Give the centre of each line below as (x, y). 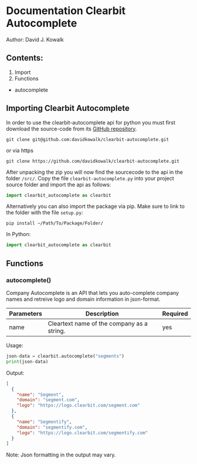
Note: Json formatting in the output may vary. (61, 455)
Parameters (26, 314)
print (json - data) (27, 362)
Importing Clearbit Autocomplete (68, 108)
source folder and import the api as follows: (59, 184)
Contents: (25, 58)
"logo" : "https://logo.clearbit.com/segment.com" (79, 406)
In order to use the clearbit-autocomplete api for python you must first (91, 122)
